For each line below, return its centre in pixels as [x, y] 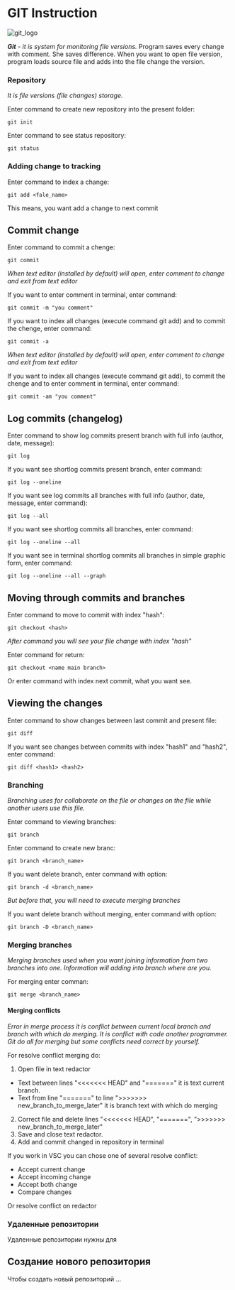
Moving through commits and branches [96, 598]
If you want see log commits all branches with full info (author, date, [106, 496]
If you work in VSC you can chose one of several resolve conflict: [103, 1155]
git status [23, 148]
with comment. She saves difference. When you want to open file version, [115, 54]
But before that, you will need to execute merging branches [94, 901]
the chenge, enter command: [50, 329]
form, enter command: [40, 563]
